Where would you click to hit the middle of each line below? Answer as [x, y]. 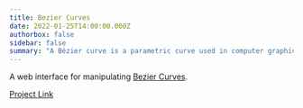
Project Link [32, 94]
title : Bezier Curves [50, 18]
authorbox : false [42, 34]
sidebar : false [38, 43]
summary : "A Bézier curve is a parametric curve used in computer [137, 51]
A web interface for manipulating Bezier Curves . [98, 76]
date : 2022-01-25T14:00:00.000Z [70, 26]
